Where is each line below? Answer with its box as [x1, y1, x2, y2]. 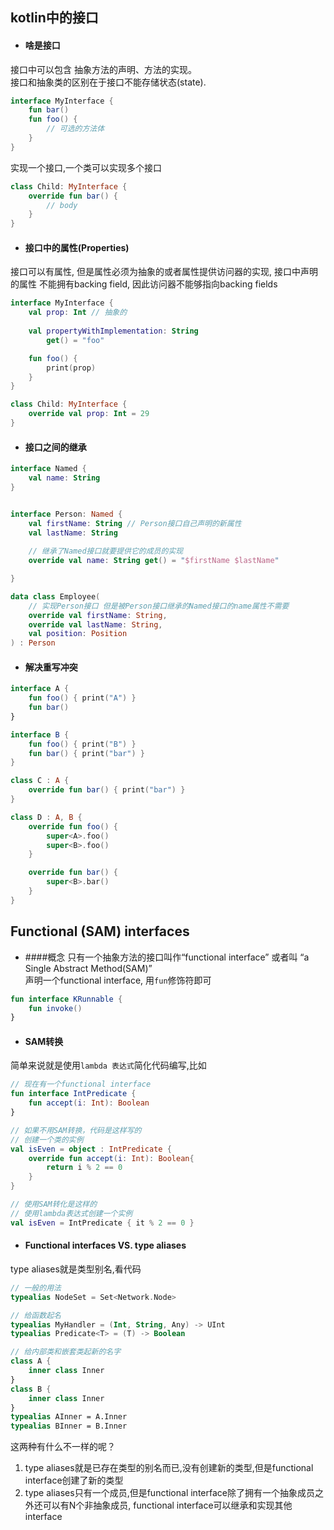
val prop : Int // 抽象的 [28, 308, 128, 318]
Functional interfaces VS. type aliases [24, 1239, 187, 1252]
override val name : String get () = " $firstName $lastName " [28, 556, 280, 566]
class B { [10, 1384, 52, 1394]
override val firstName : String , [28, 610, 168, 620]
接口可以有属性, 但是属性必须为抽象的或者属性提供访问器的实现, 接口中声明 [10, 266, 318, 278]
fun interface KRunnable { [10, 994, 123, 1004]
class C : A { [10, 776, 70, 786]
